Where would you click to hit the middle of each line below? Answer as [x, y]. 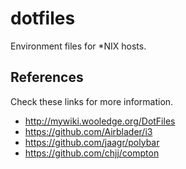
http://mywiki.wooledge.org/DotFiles [100, 121]
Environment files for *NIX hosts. [78, 46]
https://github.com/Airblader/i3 [88, 131]
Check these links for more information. [92, 101]
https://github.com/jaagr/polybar [92, 142]
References [47, 77]
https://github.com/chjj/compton [92, 153]
